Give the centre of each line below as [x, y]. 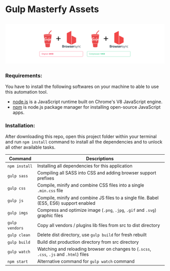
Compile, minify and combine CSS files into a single [91, 185]
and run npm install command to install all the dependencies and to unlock [84, 142]
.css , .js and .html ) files [63, 254]
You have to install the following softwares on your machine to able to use [82, 86]
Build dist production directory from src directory [88, 242]
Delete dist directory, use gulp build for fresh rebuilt [92, 235]
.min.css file [50, 191]
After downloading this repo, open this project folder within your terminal [81, 137]
